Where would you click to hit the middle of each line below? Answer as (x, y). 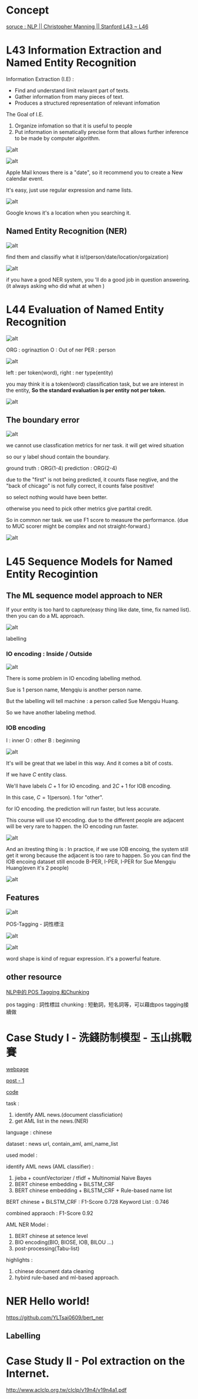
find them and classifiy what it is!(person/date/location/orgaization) (88, 257)
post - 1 (15, 1080)
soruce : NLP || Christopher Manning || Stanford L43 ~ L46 (77, 26)
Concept (28, 10)
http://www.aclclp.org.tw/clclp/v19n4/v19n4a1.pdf (67, 1390)
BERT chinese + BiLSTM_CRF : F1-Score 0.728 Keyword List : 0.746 (88, 1201)
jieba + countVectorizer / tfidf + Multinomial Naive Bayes (83, 1178)
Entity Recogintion (52, 574)
